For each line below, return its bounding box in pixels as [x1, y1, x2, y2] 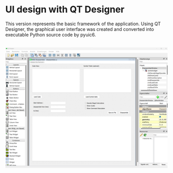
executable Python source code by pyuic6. [5, 31, 96, 38]
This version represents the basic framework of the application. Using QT [5, 21, 161, 27]
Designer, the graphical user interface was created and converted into [5, 26, 154, 32]
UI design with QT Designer [5, 4, 125, 15]
